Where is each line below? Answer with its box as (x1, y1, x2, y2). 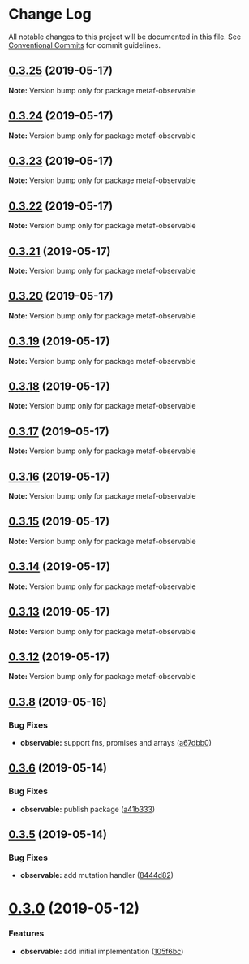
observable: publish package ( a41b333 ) (19, 804, 156, 814)
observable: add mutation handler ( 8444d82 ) (19, 871, 174, 880)
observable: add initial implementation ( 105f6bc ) (19, 946, 184, 956)
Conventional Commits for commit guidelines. (8, 40, 161, 50)
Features (8, 927, 45, 939)
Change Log (8, 5, 92, 24)
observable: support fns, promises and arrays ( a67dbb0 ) (19, 738, 213, 747)
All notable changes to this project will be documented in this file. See (8, 32, 242, 41)
